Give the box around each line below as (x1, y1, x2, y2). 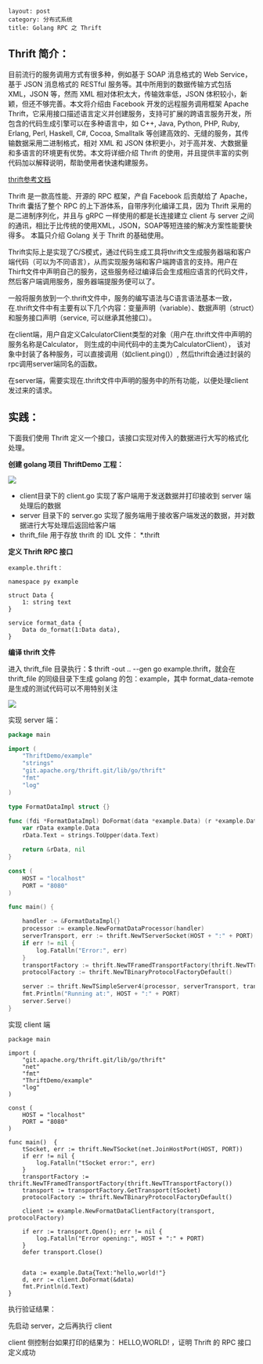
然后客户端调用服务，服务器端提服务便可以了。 (8, 276, 159, 286)
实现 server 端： (8, 715, 60, 724)
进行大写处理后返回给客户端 (26, 520, 116, 530)
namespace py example (8, 578, 79, 585)
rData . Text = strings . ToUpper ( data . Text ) (22, 832, 159, 840)
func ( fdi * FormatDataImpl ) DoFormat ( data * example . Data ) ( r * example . (8, 817, 247, 825)
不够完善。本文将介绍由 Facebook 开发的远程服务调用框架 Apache (34, 99, 249, 108)
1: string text (22, 598, 72, 606)
